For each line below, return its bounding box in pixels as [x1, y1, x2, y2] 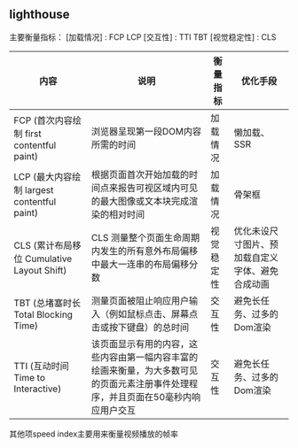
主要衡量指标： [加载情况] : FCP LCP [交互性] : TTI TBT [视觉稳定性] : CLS [9, 31, 277, 42]
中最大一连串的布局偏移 [91, 258, 190, 270]
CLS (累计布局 [13, 239, 73, 251]
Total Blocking [13, 308, 74, 321]
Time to [13, 371, 46, 383]
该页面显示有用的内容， [91, 337, 190, 350]
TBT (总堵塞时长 [13, 297, 82, 309]
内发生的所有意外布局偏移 [91, 244, 199, 257]
